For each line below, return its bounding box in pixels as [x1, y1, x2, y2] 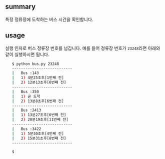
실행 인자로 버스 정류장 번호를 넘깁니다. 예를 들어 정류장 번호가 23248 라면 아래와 [5, 45, 160, 51]
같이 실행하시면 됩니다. [5, 51, 49, 57]
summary [5, 2, 36, 11]
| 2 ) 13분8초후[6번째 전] [11, 98, 64, 103]
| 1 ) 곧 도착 [11, 93, 40, 99]
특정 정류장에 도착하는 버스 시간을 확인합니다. [5, 16, 93, 22]
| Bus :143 [11, 70, 39, 75]
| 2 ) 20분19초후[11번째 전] [11, 117, 68, 122]
